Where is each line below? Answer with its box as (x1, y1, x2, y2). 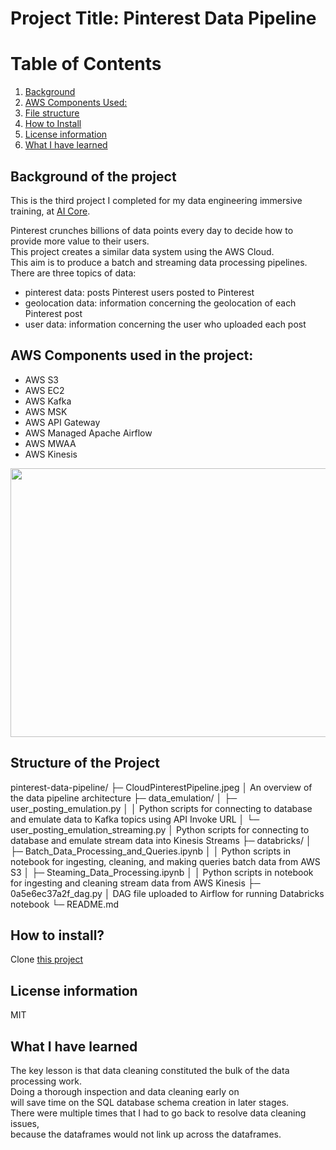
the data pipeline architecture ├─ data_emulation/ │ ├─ (10, 792, 238, 804)
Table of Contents (10, 53, 162, 76)
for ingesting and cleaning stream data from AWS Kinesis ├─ (10, 877, 261, 889)
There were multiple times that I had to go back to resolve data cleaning (10, 1107, 307, 1119)
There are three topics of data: (10, 267, 137, 279)
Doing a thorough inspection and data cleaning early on (10, 1086, 240, 1097)
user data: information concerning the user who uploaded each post (24, 318, 307, 330)
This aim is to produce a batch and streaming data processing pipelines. (10, 256, 308, 268)
